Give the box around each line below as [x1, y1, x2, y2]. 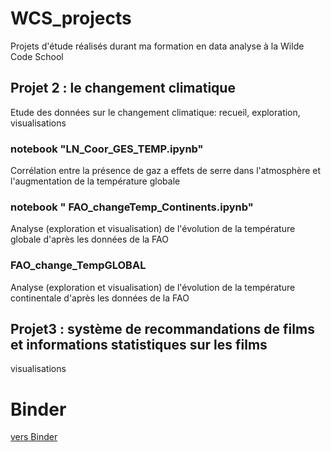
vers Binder [10, 431, 58, 443]
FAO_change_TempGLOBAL [10, 258, 147, 272]
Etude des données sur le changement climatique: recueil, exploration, [10, 106, 301, 118]
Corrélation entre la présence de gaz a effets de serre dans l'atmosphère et [10, 165, 322, 177]
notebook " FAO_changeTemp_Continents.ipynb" [10, 200, 254, 214]
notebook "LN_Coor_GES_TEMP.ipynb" [10, 142, 204, 156]
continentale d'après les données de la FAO [10, 292, 190, 304]
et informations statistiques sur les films [10, 337, 268, 354]
